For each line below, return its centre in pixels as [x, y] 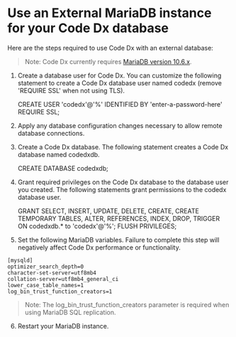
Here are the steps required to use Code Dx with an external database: [111, 48]
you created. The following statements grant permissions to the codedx [122, 189]
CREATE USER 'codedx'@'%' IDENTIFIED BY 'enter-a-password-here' [120, 104]
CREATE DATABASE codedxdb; [63, 168]
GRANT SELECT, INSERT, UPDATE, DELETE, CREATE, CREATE [108, 210]
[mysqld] [20, 260]
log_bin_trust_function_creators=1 [60, 291]
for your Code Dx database [88, 28]
